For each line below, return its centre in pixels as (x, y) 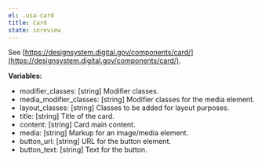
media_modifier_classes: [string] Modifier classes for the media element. (137, 100)
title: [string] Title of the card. (67, 116)
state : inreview (35, 30)
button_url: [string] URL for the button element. (95, 142)
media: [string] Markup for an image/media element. (104, 133)
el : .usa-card (31, 15)
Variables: (25, 76)
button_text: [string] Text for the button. (83, 149)
